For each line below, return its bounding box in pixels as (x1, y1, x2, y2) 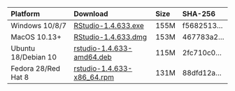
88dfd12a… (182, 68, 222, 78)
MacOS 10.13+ (10, 32, 62, 41)
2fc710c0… (182, 48, 222, 57)
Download (73, 9, 108, 18)
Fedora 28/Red (10, 64, 61, 73)
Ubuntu (10, 43, 36, 53)
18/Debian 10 (10, 52, 57, 62)
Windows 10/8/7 (10, 21, 67, 30)
